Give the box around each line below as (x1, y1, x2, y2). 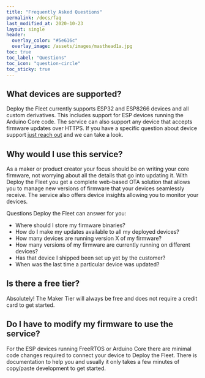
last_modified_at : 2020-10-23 (6, 20, 84, 26)
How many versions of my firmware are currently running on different (15, 241, 191, 249)
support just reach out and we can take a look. (6, 131, 124, 139)
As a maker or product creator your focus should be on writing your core (6, 165, 190, 172)
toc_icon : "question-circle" (6, 60, 81, 66)
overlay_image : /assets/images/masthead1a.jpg (12, 44, 133, 50)
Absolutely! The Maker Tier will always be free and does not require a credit (6, 295, 198, 302)
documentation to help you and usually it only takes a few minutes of (6, 358, 180, 365)
